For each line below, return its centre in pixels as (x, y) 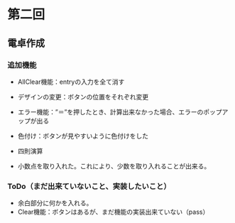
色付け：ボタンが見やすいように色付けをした (83, 136)
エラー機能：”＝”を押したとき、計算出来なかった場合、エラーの (110, 111)
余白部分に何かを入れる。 (55, 203)
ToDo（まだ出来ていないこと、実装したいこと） (89, 186)
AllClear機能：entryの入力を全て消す (71, 82)
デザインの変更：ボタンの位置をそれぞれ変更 (83, 97)
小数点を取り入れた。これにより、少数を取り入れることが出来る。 (114, 166)
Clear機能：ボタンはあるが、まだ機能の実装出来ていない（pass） (113, 212)
